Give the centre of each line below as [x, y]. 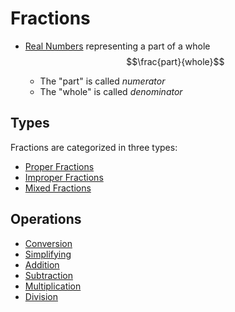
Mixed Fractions [58, 188]
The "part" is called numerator [102, 81]
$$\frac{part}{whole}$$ [175, 61]
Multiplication [53, 286]
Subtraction [48, 275]
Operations [46, 219]
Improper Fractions [64, 177]
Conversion [48, 243]
